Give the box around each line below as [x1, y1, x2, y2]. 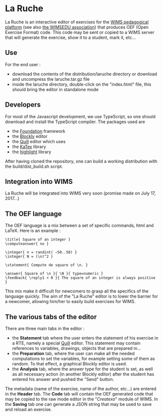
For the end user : [5, 61, 41, 67]
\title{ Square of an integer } [5, 237, 71, 242]
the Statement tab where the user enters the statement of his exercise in [12, 335, 159, 341]
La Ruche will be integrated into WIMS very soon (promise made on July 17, [5, 190, 156, 196]
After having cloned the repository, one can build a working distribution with [5, 158, 158, 164]
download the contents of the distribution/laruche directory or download [12, 71, 157, 77]
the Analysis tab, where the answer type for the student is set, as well [12, 366, 153, 372]
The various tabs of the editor [5, 312, 97, 321]
